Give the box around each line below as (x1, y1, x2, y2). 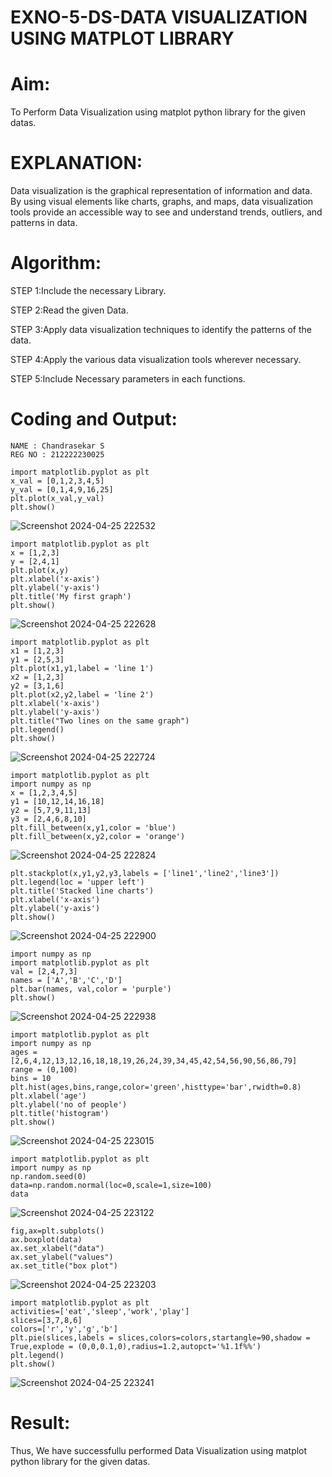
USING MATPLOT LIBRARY (10, 27, 235, 50)
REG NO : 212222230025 (10, 449, 105, 460)
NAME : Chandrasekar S (10, 441, 105, 451)
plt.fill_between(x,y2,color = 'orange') (10, 831, 186, 841)
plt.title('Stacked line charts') (10, 886, 155, 896)
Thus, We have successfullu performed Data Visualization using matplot (10, 1444, 308, 1456)
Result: (10, 1412, 71, 1435)
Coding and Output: (10, 408, 178, 431)
